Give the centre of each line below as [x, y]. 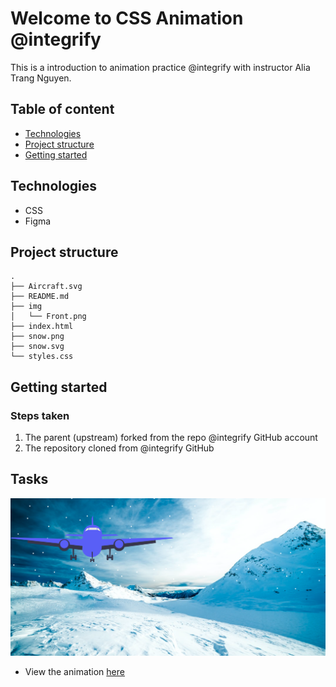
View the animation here [74, 672]
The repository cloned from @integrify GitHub [119, 448]
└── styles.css [42, 357]
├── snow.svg [37, 347]
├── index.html [42, 327]
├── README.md [40, 297]
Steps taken [40, 415]
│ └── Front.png [48, 317]
